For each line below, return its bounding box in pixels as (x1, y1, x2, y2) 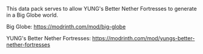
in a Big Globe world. (6, 11, 59, 19)
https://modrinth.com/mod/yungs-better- (92, 35, 195, 41)
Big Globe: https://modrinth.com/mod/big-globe (6, 23, 126, 30)
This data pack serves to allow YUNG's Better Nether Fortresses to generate (6, 5, 197, 12)
